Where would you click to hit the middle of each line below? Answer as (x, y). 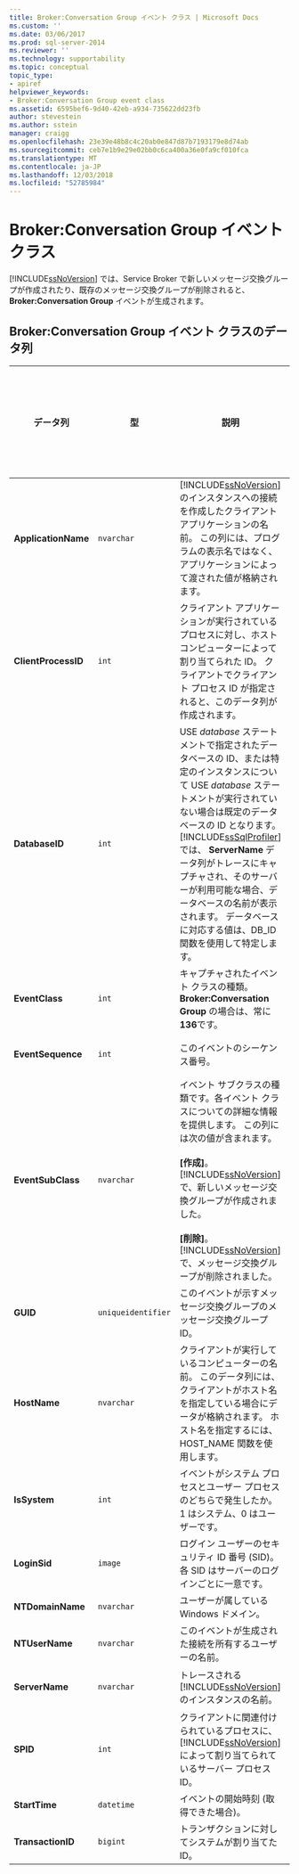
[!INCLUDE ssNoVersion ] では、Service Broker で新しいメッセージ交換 (137, 279)
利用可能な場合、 (233, 889)
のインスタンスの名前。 (228, 1699)
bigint (112, 1841)
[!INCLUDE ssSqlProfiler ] (230, 837)
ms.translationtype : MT (53, 158)
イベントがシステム (219, 1473)
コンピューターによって (228, 648)
